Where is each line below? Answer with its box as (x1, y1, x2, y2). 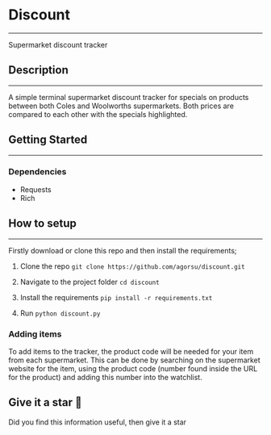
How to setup (8, 216, 77, 231)
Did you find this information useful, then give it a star (8, 417, 187, 427)
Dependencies (8, 166, 67, 178)
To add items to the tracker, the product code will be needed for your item (8, 346, 254, 356)
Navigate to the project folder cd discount (19, 277, 160, 287)
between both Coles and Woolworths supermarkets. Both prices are (8, 101, 234, 111)
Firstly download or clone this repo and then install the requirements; (8, 245, 237, 255)
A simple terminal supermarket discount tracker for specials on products (8, 92, 249, 102)
